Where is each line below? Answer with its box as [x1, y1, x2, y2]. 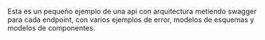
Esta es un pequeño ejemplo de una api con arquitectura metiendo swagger [7, 7, 257, 16]
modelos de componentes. [7, 24, 96, 32]
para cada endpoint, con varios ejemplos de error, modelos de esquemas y [7, 15, 255, 24]
